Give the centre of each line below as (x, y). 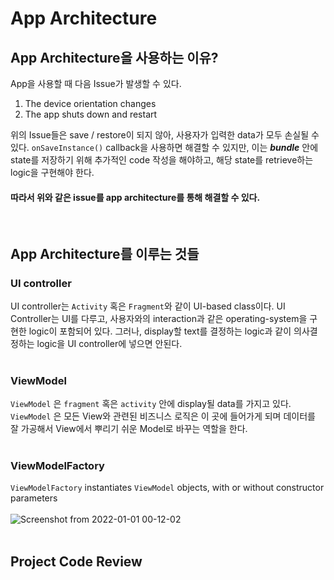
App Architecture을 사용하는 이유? (114, 57)
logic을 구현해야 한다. (52, 172)
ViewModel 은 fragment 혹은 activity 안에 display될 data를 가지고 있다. (151, 404)
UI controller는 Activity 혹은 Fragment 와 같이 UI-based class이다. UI (148, 306)
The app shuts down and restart (91, 114)
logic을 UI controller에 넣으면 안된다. (109, 343)
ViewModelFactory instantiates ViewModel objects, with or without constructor (167, 488)
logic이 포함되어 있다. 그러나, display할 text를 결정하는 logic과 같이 (160, 331)
